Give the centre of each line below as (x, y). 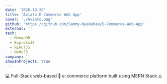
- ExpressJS (22, 43)
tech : (11, 33)
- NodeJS (19, 52)
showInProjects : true (28, 61)
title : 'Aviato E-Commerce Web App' (44, 15)
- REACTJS (20, 47)
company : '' (18, 57)
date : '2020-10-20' (26, 10)
